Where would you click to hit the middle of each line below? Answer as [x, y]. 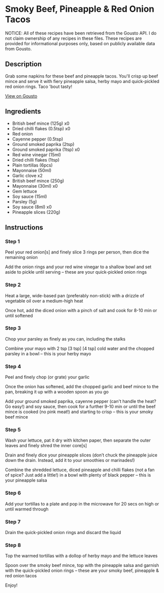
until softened [19, 315]
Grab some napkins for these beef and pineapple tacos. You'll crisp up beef [82, 76]
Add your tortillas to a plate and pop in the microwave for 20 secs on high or [82, 504]
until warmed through [27, 509]
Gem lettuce [25, 191]
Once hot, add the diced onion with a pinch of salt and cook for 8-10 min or [81, 310]
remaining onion [21, 257]
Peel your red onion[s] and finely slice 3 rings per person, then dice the [77, 252]
